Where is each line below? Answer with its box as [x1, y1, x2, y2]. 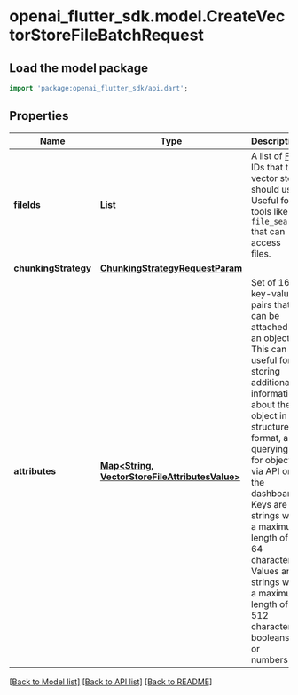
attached [251, 320, 288, 333]
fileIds [13, 198, 42, 210]
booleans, [251, 631, 293, 644]
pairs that [251, 298, 291, 311]
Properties [9, 108, 69, 123]
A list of [251, 149, 283, 162]
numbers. [251, 653, 291, 666]
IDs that [251, 161, 284, 173]
